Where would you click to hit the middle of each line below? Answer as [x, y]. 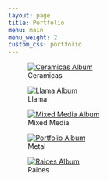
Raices [38, 170]
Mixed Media [49, 123]
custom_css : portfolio [45, 45]
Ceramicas [45, 76]
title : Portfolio [36, 23]
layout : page [29, 15]
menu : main [26, 30]
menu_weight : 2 [33, 37]
